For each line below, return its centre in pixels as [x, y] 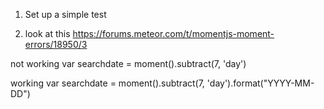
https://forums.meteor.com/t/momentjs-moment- [173, 33]
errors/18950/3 [56, 44]
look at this [47, 33]
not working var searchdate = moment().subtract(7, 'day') [128, 63]
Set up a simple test [65, 14]
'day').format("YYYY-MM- [260, 83]
